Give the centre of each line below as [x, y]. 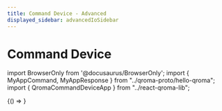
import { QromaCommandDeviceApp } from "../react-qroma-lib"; [99, 88]
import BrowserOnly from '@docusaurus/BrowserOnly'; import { [98, 73]
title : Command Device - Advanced [57, 13]
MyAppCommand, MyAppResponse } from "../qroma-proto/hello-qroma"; [111, 81]
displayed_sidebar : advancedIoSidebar [63, 20]
